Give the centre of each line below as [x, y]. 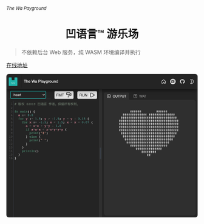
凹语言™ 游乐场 [102, 34]
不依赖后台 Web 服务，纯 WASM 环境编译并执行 [81, 52]
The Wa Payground [26, 8]
